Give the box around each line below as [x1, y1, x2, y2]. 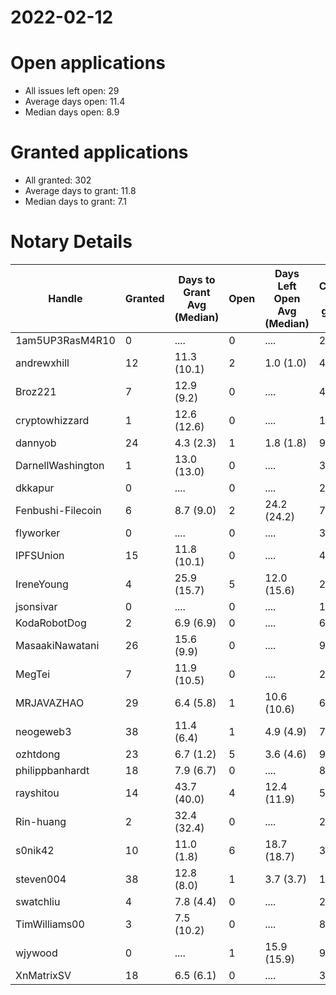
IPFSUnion [15, 549, 65, 562]
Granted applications [10, 141, 189, 164]
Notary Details [10, 231, 133, 253]
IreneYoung [15, 577, 69, 591]
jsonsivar [15, 600, 58, 613]
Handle [48, 292, 83, 305]
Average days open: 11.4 [24, 96, 126, 108]
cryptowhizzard [15, 414, 90, 427]
